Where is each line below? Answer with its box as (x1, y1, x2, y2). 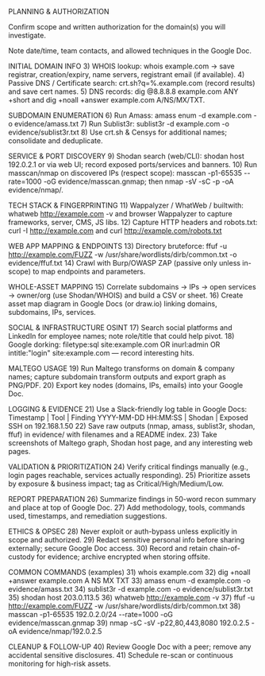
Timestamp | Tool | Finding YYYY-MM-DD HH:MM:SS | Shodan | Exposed (8, 413, 248, 422)
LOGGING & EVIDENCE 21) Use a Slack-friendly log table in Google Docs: (8, 405, 248, 414)
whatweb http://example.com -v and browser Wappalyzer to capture (8, 209, 232, 218)
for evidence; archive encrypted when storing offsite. (36, 552, 210, 561)
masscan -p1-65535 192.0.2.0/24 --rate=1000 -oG (8, 610, 173, 619)
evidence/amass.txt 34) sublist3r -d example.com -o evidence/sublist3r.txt (8, 585, 254, 593)
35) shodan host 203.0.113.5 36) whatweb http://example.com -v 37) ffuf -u (8, 592, 255, 602)
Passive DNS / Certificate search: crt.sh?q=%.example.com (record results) (8, 79, 255, 87)
